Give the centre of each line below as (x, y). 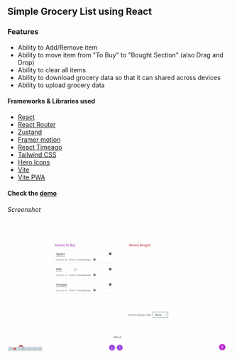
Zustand (30, 132)
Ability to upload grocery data (61, 85)
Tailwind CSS (37, 155)
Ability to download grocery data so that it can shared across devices (119, 77)
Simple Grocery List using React (80, 12)
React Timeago (40, 147)
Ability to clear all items (52, 69)
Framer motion (39, 139)
